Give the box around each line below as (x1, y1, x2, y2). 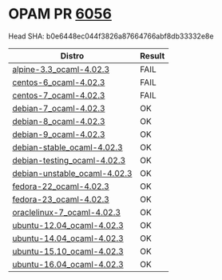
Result (139, 50, 165, 61)
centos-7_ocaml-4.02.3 (12, 90, 105, 101)
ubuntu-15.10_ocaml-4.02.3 (12, 246, 124, 257)
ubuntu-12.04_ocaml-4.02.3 (12, 219, 124, 230)
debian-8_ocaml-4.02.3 (12, 115, 105, 126)
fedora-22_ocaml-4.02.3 (12, 181, 109, 192)
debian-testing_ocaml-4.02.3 (12, 154, 126, 166)
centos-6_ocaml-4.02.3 (12, 77, 105, 88)
